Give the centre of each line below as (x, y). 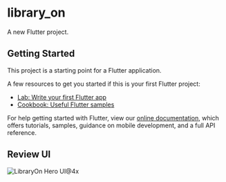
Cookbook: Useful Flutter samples (66, 104)
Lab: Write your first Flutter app (62, 97)
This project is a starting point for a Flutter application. (84, 70)
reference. (22, 132)
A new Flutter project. (38, 32)
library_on (36, 13)
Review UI (29, 155)
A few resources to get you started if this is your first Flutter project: (104, 84)
